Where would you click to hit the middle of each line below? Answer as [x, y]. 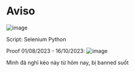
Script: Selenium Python [36, 39]
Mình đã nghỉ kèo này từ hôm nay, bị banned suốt [67, 62]
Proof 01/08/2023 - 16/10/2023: [46, 51]
